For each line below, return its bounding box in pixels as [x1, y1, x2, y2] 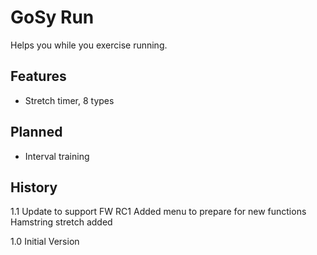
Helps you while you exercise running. [10, 39, 168, 51]
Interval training [24, 150, 90, 162]
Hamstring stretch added [10, 216, 113, 228]
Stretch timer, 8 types [24, 94, 115, 106]
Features [10, 68, 67, 85]
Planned [10, 124, 63, 141]
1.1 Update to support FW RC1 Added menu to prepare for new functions [10, 206, 307, 218]
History [10, 179, 58, 196]
